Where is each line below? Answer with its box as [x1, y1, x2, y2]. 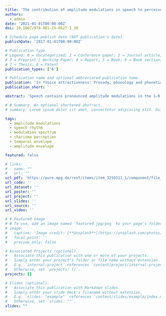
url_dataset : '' [5, 185, 39, 190]
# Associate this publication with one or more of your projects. [5, 253, 149, 258]
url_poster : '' [5, 189, 37, 194]
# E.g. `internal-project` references [5, 263, 90, 267]
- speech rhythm [9, 125, 43, 130]
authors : [5, 12, 23, 17]
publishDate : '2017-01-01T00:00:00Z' [5, 39, 83, 45]
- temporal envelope [9, 139, 52, 144]
